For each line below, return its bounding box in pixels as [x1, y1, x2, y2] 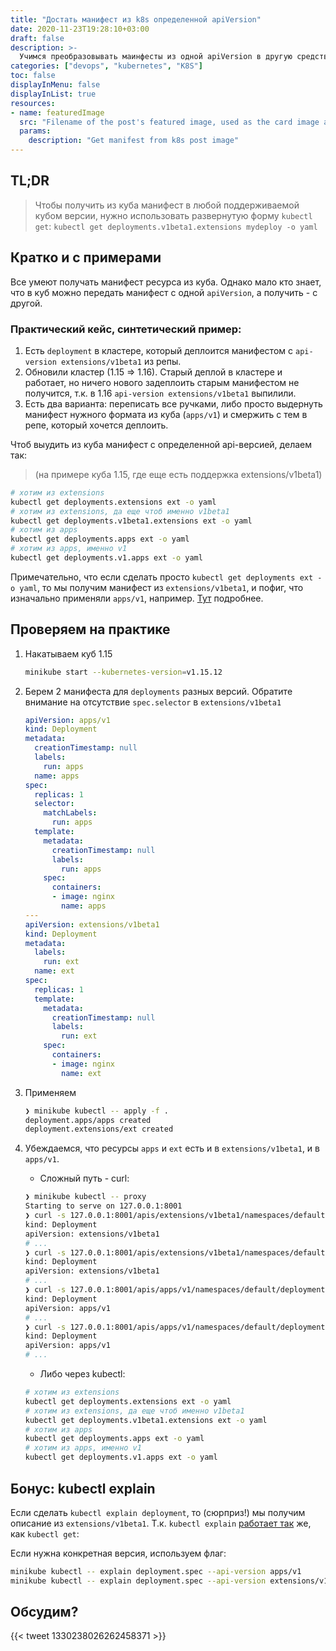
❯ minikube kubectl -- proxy [24, 1192, 147, 1202]
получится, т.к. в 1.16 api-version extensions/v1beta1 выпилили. [24, 387, 297, 399]
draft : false [10, 33, 65, 43]
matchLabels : [43, 808, 98, 818]
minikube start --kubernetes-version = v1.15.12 [24, 667, 223, 677]
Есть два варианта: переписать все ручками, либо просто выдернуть [24, 397, 323, 410]
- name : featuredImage [10, 107, 105, 118]
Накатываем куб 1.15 [24, 647, 113, 660]
